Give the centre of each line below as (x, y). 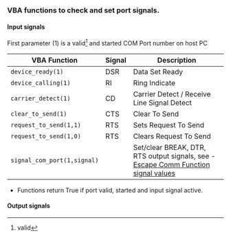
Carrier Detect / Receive (172, 94)
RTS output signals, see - (174, 155)
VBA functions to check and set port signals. (84, 10)
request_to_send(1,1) (46, 125)
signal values (154, 173)
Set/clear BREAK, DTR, (169, 147)
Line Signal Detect (163, 102)
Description (177, 60)
